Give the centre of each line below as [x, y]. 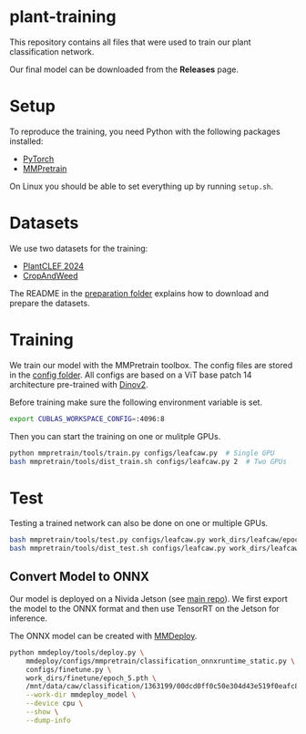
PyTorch [38, 159]
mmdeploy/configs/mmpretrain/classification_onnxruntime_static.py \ [161, 661]
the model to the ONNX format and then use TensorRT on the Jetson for [144, 608]
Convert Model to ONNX [80, 577]
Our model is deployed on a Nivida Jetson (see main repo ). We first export [149, 598]
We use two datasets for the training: [79, 248]
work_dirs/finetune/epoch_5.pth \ [91, 678]
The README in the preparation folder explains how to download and [139, 293]
